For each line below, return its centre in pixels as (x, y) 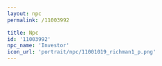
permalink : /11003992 (38, 20)
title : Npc (23, 33)
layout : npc (24, 14)
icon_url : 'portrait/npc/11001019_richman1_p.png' (82, 52)
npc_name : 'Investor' (38, 46)
